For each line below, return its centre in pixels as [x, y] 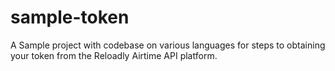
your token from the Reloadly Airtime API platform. [114, 55]
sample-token [70, 17]
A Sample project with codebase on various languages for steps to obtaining [168, 45]
